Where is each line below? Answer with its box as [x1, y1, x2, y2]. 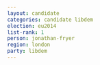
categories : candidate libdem [7, 16, 94, 23]
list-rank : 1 [7, 28, 45, 36]
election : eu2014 [7, 22, 57, 29]
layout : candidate [7, 9, 60, 17]
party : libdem [7, 48, 48, 55]
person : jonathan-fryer [7, 35, 75, 42]
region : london [7, 41, 51, 48]
